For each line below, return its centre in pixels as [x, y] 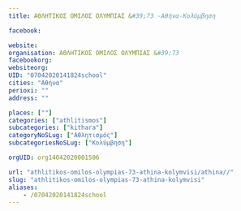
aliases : [23, 187]
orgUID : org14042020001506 [54, 157]
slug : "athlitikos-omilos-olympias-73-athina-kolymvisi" [107, 179]
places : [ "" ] [30, 113]
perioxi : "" [28, 90]
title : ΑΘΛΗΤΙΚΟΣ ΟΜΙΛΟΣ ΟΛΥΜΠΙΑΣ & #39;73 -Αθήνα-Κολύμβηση [112, 16]
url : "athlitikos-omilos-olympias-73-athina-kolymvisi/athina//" [121, 172]
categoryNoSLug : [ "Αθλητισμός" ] [63, 136]
